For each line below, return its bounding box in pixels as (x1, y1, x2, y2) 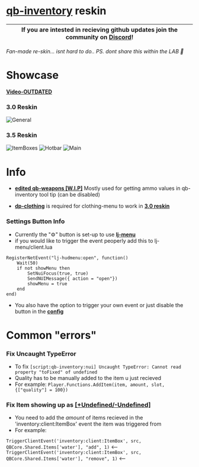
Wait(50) (17, 260, 38, 266)
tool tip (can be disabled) (39, 191, 101, 198)
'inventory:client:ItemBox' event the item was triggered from (14, 420, 162, 427)
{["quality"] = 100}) (14, 387, 68, 393)
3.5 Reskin (6, 131, 37, 140)
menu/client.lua (14, 243, 53, 250)
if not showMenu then (17, 265, 70, 271)
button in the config (14, 308, 64, 315)
